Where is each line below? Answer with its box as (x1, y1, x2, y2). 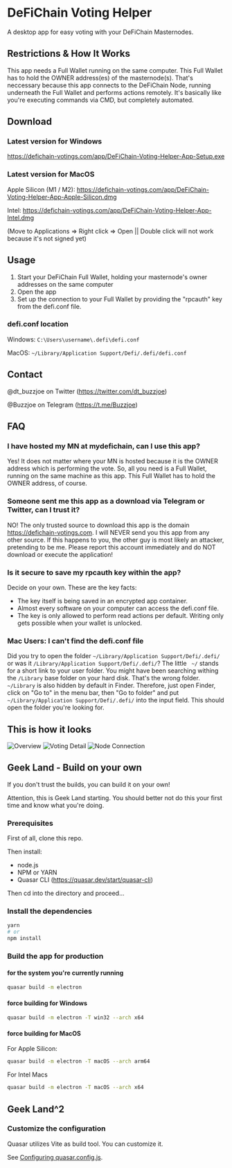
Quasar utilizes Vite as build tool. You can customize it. (7, 1140, 163, 1148)
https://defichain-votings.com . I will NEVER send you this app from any (7, 528, 210, 536)
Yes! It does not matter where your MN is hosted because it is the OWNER (7, 457, 218, 466)
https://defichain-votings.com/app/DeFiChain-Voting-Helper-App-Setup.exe (7, 152, 225, 161)
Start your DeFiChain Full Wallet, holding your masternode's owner (17, 272, 208, 281)
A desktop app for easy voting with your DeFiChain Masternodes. (7, 28, 194, 36)
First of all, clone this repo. (7, 834, 83, 842)
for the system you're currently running (7, 968, 124, 977)
